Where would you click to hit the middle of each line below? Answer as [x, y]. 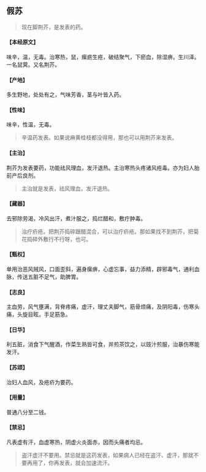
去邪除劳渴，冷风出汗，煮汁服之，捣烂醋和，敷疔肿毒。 [76, 218]
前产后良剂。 [22, 175]
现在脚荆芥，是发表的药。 [54, 27]
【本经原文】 [22, 42]
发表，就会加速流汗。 [86, 463]
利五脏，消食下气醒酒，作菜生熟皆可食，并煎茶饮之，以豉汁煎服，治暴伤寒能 [103, 344]
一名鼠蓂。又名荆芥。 [33, 65]
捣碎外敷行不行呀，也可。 [59, 239]
